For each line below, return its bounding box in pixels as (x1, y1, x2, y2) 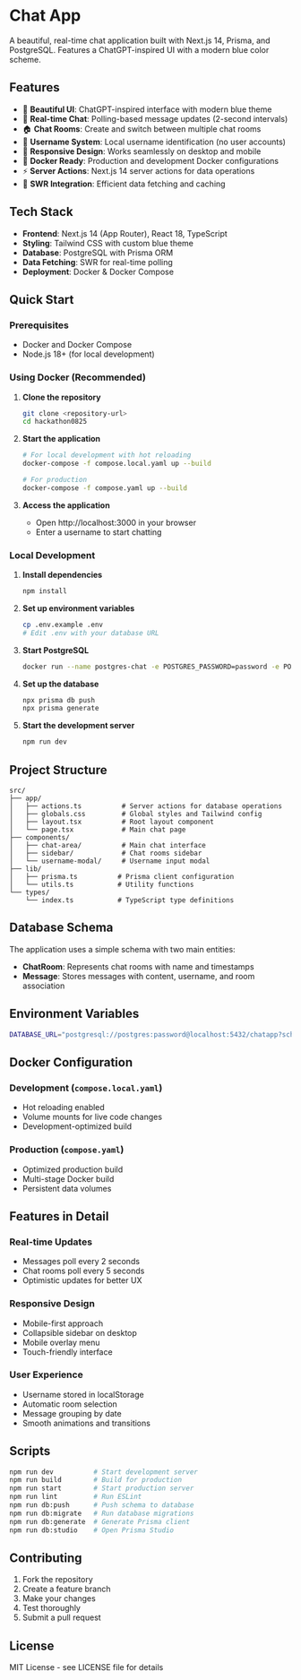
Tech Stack (9, 204, 73, 220)
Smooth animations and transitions (21, 1417, 150, 1428)
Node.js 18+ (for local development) (21, 349, 155, 359)
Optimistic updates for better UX (21, 1275, 142, 1286)
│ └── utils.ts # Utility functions (9, 880, 194, 890)
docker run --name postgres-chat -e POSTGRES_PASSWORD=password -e (21, 662, 279, 671)
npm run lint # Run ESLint (9, 1493, 142, 1502)
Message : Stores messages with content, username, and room (21, 970, 255, 981)
